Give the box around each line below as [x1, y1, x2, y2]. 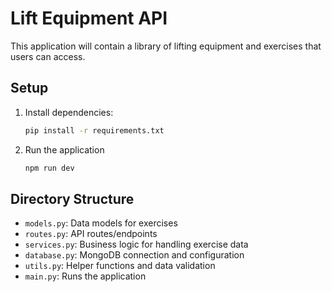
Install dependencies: [24, 106, 114, 118]
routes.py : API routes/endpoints [24, 228, 158, 240]
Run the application [24, 143, 105, 156]
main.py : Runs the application [24, 270, 147, 282]
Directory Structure [10, 190, 135, 207]
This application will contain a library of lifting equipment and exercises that [10, 40, 322, 52]
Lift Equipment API [10, 7, 168, 30]
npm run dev [24, 163, 75, 173]
